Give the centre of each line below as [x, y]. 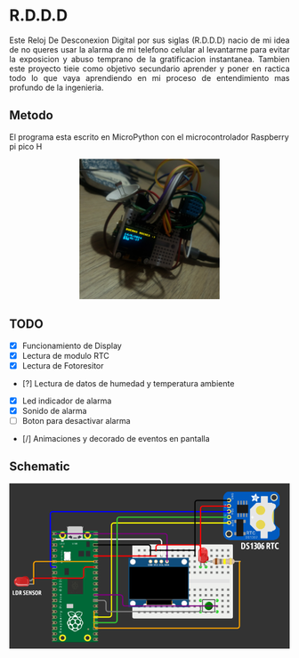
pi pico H [26, 146]
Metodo [31, 115]
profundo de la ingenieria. [57, 87]
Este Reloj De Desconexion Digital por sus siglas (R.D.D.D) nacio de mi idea [149, 40]
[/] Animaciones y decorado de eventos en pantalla [116, 438]
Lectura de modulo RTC [65, 355]
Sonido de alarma [54, 410]
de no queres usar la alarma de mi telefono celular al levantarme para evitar [149, 49]
